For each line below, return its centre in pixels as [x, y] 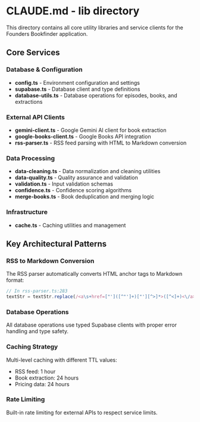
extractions [29, 101]
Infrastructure [27, 212]
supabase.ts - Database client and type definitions [77, 89]
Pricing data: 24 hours [42, 384]
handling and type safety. [37, 331]
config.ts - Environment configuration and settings [77, 82]
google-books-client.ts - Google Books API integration [83, 136]
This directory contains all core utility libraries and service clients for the [95, 27]
